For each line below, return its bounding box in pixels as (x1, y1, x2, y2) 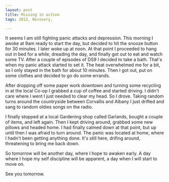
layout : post (5, 7, 33, 13)
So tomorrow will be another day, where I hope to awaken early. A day (5, 150, 151, 157)
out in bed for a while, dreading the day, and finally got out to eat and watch (5, 51, 163, 57)
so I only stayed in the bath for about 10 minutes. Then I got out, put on (5, 67, 153, 73)
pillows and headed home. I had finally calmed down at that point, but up (5, 124, 156, 130)
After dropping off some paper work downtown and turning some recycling (5, 82, 161, 88)
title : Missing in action (5, 12, 60, 17)
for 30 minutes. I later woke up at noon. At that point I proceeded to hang (5, 46, 157, 52)
